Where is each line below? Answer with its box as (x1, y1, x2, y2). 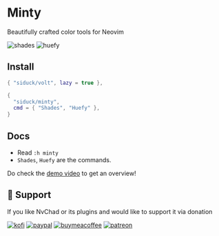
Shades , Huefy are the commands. (17, 155, 112, 164)
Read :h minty (17, 148, 59, 157)
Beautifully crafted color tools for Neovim (7, 28, 124, 36)
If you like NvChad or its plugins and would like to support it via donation (7, 207, 213, 215)
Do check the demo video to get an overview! (7, 169, 136, 177)
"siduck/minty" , (13, 98, 60, 105)
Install (7, 61, 34, 73)
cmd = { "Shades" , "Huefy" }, (13, 105, 100, 112)
